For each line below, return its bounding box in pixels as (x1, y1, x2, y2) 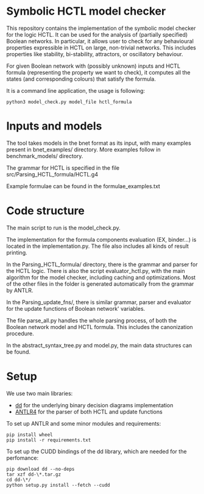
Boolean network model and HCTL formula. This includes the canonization (6, 323, 193, 330)
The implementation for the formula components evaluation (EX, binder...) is (6, 236, 197, 243)
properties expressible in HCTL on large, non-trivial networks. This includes (6, 44, 196, 51)
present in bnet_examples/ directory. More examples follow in (6, 145, 161, 153)
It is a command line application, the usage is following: (6, 87, 145, 94)
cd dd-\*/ (6, 476, 32, 483)
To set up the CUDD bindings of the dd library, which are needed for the (6, 448, 187, 455)
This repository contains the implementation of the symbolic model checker (6, 24, 196, 32)
